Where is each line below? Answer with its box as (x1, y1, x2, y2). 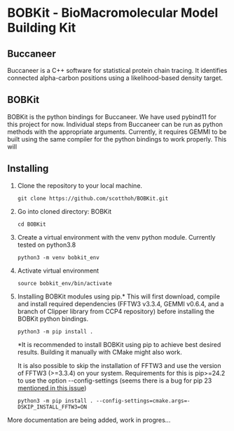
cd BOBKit (17, 221, 47, 228)
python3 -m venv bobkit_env (17, 254, 99, 261)
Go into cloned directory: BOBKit (17, 207, 112, 215)
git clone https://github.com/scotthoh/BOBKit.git (17, 195, 169, 202)
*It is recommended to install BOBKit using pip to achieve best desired (17, 340, 221, 348)
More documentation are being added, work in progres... (7, 416, 171, 424)
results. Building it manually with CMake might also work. (17, 348, 182, 356)
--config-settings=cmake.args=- (95, 397, 191, 404)
